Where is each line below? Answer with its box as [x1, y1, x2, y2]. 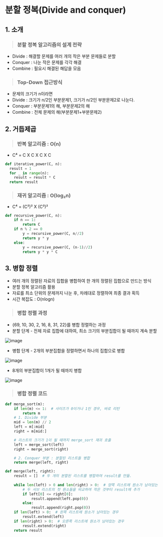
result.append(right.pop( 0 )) [31, 505, 91, 510]
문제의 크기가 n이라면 [12, 91, 53, 97]
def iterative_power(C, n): [5, 162, 62, 166]
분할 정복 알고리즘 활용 [12, 284, 56, 290]
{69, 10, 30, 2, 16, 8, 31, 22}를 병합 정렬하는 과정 [12, 322, 106, 328]
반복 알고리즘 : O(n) [17, 141, 61, 147]
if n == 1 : [14, 218, 36, 223]
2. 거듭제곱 [5, 125, 37, 133]
